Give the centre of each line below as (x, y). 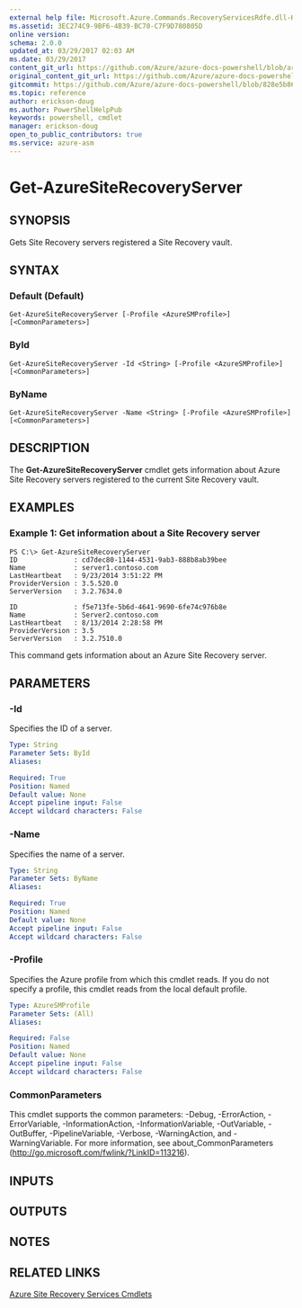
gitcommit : (30, 85)
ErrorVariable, (35, 1124)
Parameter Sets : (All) (52, 1014)
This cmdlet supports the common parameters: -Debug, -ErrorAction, (138, 1115)
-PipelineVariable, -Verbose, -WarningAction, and (140, 1134)
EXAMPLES (42, 507)
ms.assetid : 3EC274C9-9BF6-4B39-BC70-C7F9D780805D (106, 26)
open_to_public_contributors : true (76, 135)
